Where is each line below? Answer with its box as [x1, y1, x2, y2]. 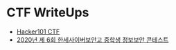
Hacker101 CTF [16, 27, 60, 36]
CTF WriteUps [6, 5, 89, 21]
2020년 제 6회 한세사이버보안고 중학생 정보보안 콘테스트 [16, 36, 169, 44]
